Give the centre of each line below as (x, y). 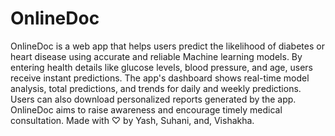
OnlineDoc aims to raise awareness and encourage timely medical (146, 109)
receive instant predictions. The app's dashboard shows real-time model (160, 78)
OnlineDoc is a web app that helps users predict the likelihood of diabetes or (167, 46)
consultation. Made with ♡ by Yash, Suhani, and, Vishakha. (132, 120)
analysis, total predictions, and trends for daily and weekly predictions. (156, 88)
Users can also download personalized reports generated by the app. (153, 99)
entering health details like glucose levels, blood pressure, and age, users (161, 67)
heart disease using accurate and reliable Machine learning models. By (156, 56)
